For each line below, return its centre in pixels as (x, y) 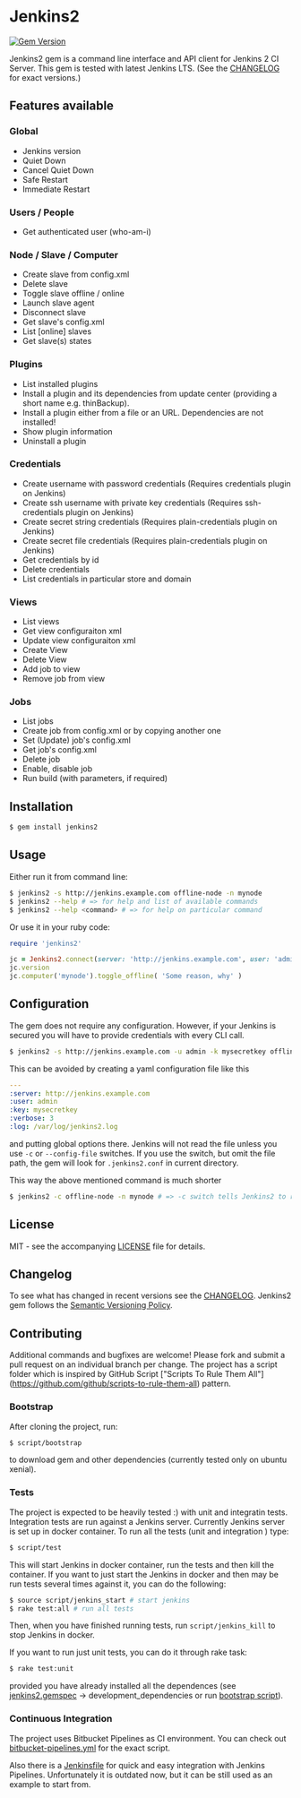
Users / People (42, 212)
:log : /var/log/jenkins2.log (64, 1127)
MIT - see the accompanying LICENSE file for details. (107, 1246)
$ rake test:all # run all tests (72, 1609)
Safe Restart (45, 179)
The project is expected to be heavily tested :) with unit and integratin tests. (149, 1512)
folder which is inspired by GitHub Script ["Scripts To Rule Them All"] (137, 1374)
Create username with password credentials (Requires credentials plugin (156, 483)
